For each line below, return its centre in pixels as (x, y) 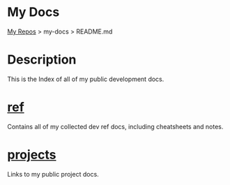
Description (42, 60)
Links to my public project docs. (53, 174)
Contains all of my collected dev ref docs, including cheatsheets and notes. (115, 126)
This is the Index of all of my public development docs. (86, 79)
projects (32, 155)
